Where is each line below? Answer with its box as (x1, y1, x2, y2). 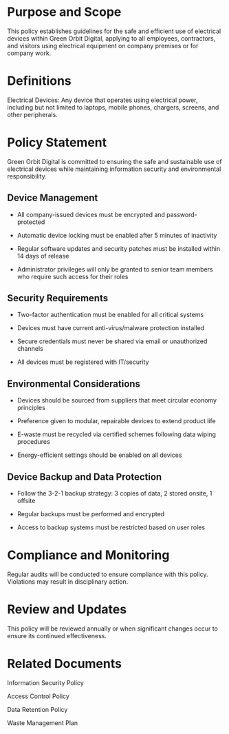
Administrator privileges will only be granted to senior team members (17, 265, 213, 273)
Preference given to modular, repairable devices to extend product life (17, 417, 216, 425)
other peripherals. (7, 110, 58, 119)
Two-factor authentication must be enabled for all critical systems (17, 311, 204, 319)
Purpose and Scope (7, 4, 122, 20)
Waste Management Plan (7, 718, 78, 727)
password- (166, 210, 197, 218)
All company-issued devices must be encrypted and (17, 210, 165, 218)
